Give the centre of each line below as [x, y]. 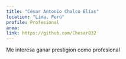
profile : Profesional [33, 22]
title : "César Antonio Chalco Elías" [53, 11]
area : [13, 28]
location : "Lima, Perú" [35, 17]
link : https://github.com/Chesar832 [51, 33]
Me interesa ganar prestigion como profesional [63, 50]
